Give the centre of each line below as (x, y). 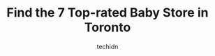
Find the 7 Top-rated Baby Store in (107, 13)
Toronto (107, 27)
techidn (107, 46)
